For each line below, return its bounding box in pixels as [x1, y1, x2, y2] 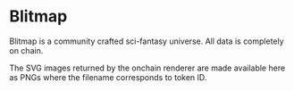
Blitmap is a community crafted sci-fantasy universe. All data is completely [9, 36, 284, 46]
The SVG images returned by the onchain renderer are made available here [9, 62, 286, 73]
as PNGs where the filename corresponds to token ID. [9, 71, 207, 82]
